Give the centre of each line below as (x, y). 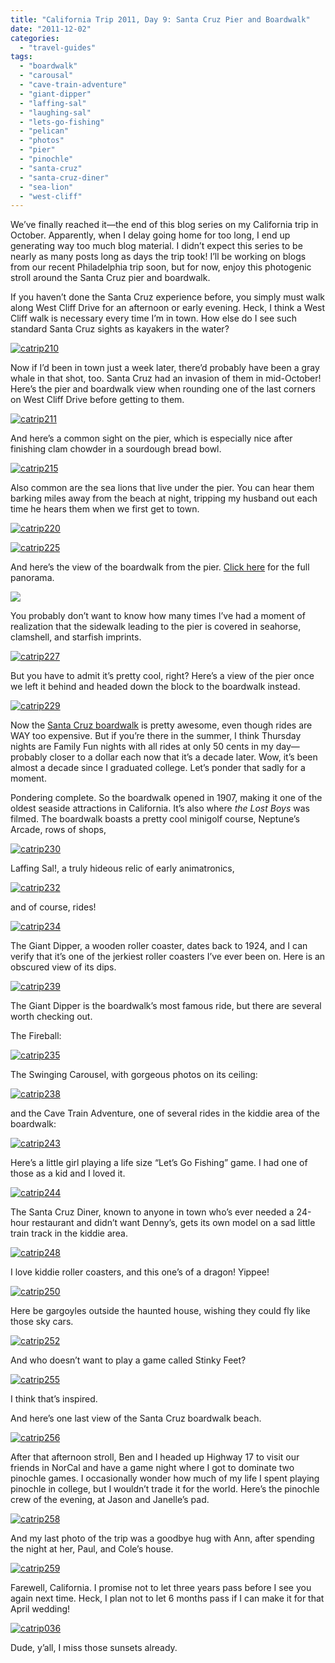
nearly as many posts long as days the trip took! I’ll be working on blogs (158, 257)
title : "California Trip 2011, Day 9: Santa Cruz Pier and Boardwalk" (160, 19)
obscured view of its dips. (63, 967)
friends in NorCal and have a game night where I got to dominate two (152, 1468)
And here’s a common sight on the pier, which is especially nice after (151, 438)
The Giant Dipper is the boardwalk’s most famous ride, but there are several (166, 1006)
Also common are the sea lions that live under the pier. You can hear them (162, 488)
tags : (21, 57)
